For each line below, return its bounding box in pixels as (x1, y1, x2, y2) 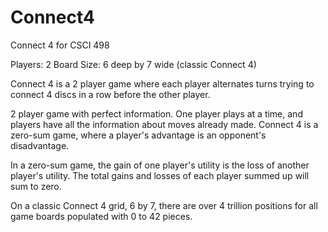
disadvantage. (10, 139, 70, 151)
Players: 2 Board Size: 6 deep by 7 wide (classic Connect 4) (10, 58, 257, 70)
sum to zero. (10, 180, 62, 192)
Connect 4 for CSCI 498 (10, 39, 110, 51)
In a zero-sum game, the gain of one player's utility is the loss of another (10, 159, 310, 171)
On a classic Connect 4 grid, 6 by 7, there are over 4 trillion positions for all (10, 199, 318, 211)
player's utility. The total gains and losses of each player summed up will (10, 169, 310, 181)
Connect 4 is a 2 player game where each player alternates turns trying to (10, 77, 315, 90)
